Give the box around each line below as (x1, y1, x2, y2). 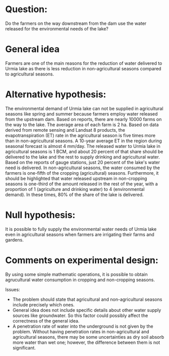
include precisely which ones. (12, 301, 75, 307)
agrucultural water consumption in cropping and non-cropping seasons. (5, 276, 155, 283)
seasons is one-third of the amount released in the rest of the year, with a (5, 181, 158, 187)
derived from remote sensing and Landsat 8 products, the (5, 127, 125, 133)
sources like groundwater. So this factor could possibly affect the (12, 312, 148, 319)
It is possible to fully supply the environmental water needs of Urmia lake (5, 226, 157, 232)
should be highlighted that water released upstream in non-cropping (5, 175, 147, 181)
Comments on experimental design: (5, 254, 159, 266)
